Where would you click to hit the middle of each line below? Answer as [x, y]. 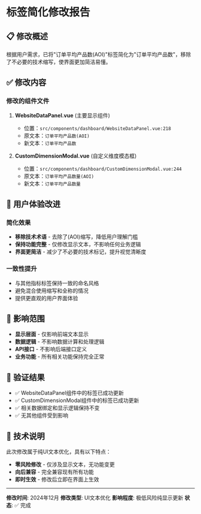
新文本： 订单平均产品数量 [52, 183]
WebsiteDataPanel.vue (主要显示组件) [63, 115]
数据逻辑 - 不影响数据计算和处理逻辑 [60, 341]
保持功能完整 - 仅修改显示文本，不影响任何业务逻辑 [78, 244]
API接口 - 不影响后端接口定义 [51, 349]
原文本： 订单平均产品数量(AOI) [59, 176]
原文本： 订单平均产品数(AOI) [57, 135]
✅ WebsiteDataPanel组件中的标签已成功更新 [69, 393]
